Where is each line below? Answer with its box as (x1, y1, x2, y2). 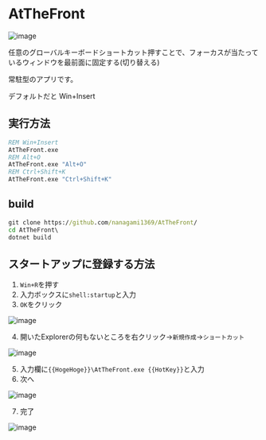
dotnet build (8, 233, 52, 241)
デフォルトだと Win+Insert (8, 91, 96, 100)
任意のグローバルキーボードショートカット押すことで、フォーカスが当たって (8, 47, 259, 56)
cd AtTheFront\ (8, 226, 59, 234)
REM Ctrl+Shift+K (8, 168, 66, 176)
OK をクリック (19, 300, 63, 310)
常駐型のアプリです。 (8, 74, 78, 84)
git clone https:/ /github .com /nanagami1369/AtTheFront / (8, 218, 198, 227)
